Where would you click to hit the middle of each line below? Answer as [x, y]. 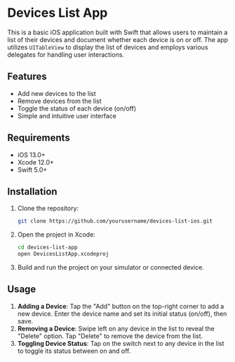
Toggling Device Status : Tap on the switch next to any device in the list [121, 343]
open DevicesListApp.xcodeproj [63, 254]
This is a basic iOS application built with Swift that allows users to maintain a [117, 32]
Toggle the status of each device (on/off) [77, 108]
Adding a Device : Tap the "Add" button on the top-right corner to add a [121, 306]
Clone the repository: [48, 209]
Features [27, 77]
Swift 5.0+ [32, 169]
